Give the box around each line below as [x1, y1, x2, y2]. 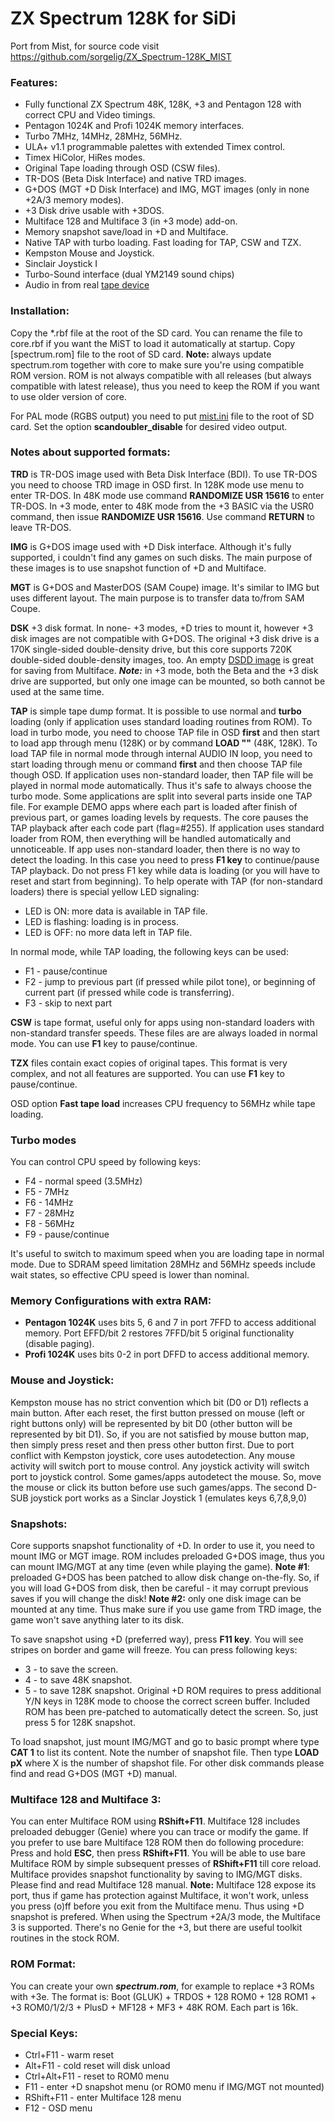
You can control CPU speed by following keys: [10, 1156, 201, 1168]
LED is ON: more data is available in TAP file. [24, 905, 208, 917]
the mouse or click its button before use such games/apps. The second [10, 1481, 305, 1493]
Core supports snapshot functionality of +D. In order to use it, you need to [10, 1540, 315, 1552]
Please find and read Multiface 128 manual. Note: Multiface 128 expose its [10, 1879, 317, 1891]
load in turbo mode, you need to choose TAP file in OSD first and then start [10, 726, 320, 738]
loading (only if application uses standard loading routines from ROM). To [10, 715, 313, 727]
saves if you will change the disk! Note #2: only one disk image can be [10, 1593, 302, 1605]
